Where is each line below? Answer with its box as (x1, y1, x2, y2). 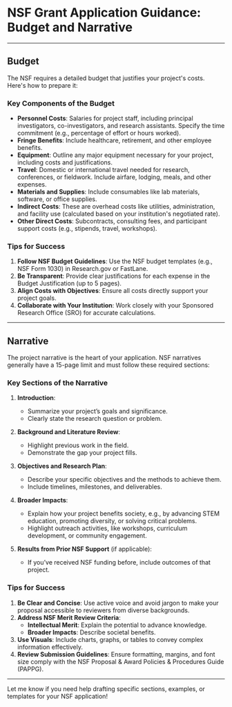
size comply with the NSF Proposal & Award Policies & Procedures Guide (17, 657, 224, 666)
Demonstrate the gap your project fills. (27, 449, 137, 457)
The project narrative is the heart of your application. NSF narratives (7, 354, 202, 362)
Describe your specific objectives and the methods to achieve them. (27, 475, 222, 484)
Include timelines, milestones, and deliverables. (27, 482, 162, 491)
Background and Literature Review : (17, 428, 121, 436)
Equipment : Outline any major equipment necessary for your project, (17, 151, 214, 160)
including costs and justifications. (17, 158, 113, 167)
